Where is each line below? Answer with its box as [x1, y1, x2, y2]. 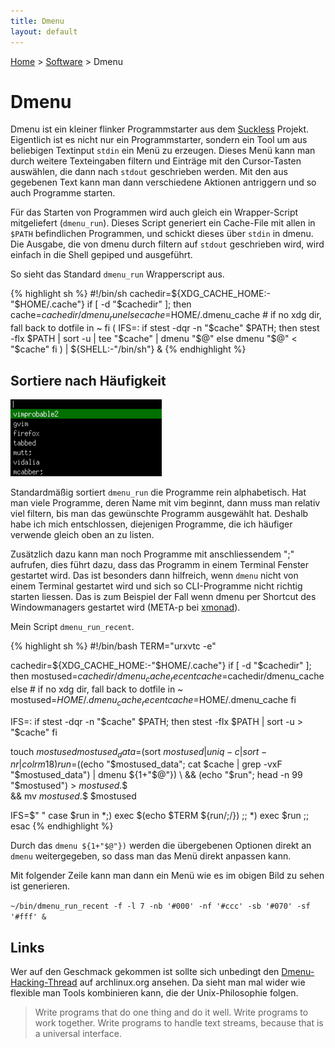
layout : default [10, 26, 78, 37]
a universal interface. [34, 1028, 122, 1040]
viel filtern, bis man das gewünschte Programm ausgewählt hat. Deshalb [10, 508, 309, 520]
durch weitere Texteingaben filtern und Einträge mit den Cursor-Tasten [10, 155, 302, 167]
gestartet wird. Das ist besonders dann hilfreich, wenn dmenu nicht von [10, 570, 299, 582]
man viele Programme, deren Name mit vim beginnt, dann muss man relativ [10, 497, 321, 509]
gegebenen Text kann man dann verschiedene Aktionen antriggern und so [10, 176, 317, 189]
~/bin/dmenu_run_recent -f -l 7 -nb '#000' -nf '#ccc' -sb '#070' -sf [10, 901, 311, 912]
